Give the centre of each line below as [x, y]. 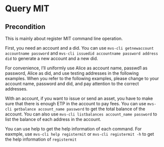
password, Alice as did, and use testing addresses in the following [72, 73]
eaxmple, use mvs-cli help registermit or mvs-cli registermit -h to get [80, 134]
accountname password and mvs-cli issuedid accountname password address [82, 53]
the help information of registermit [41, 139]
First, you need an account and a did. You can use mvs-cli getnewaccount [79, 48]
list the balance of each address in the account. [53, 119]
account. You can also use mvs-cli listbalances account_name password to [81, 114]
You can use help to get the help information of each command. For [73, 129]
